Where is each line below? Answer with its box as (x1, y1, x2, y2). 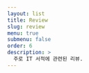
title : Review (7, 17, 49, 24)
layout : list (7, 10, 45, 17)
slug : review (7, 23, 45, 30)
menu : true (7, 29, 39, 37)
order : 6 (7, 42, 33, 49)
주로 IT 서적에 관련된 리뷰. (13, 56, 83, 63)
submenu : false (7, 36, 51, 43)
